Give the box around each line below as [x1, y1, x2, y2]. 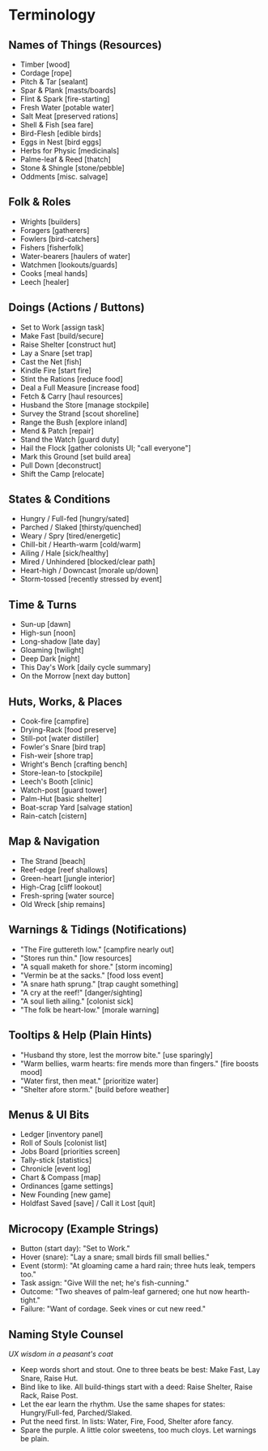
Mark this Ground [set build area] [19, 451, 131, 461]
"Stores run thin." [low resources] [19, 952, 132, 963]
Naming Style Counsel [8, 1328, 124, 1341]
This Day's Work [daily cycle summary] [19, 663, 151, 672]
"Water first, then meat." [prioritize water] [19, 1076, 160, 1086]
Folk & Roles [8, 195, 71, 209]
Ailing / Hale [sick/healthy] [19, 548, 109, 558]
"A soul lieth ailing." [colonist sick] [19, 996, 134, 1006]
